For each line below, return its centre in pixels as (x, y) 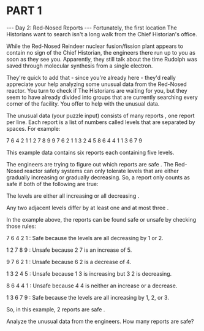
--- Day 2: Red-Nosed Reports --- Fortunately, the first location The (92, 28)
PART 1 (24, 11)
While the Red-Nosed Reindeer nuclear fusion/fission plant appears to (95, 46)
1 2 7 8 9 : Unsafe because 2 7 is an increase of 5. (69, 250)
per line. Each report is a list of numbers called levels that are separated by (101, 122)
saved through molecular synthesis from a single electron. (80, 66)
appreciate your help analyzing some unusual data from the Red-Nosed (96, 84)
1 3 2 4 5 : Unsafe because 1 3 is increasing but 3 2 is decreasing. (89, 273)
